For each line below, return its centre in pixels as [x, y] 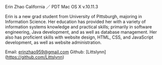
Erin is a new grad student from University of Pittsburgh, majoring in [74, 16]
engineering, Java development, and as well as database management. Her [81, 32]
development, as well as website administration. [53, 42]
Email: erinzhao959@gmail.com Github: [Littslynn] [56, 52]
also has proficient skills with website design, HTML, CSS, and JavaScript [79, 37]
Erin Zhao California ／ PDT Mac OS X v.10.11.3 [52, 7]
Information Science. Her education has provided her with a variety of [75, 22]
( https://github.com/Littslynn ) [35, 57]
